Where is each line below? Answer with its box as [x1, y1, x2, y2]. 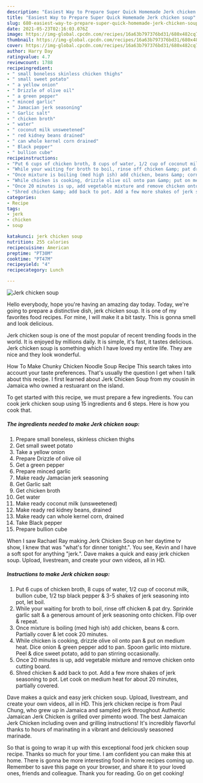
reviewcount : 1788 [7, 59, 53, 65]
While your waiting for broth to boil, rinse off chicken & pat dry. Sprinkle [15, 605, 193, 612]
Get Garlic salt [15, 480, 51, 487]
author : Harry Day [7, 48, 53, 54]
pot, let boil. [15, 598, 46, 605]
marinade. [7, 732, 32, 739]
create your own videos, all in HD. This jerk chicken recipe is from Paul [7, 700, 183, 707]
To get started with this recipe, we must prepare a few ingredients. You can [7, 394, 193, 401]
